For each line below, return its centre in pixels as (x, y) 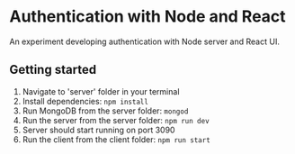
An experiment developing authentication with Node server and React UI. (145, 41)
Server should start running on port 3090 (98, 130)
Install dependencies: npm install (85, 101)
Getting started (53, 70)
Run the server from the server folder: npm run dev (116, 120)
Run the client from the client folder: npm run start (116, 139)
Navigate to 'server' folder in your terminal (101, 91)
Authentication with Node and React (147, 17)
